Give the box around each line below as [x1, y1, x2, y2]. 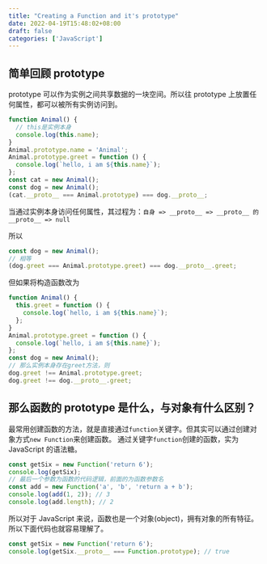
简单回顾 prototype [8, 66, 105, 80]
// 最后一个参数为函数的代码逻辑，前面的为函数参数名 [8, 475, 164, 484]
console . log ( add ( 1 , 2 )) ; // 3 [8, 490, 111, 498]
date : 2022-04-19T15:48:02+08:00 [8, 19, 121, 28]
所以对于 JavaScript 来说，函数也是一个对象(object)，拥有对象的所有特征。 [8, 513, 259, 523]
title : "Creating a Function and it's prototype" [8, 11, 180, 20]
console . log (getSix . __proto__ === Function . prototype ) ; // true [8, 547, 230, 555]
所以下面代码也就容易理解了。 [8, 524, 108, 533]
